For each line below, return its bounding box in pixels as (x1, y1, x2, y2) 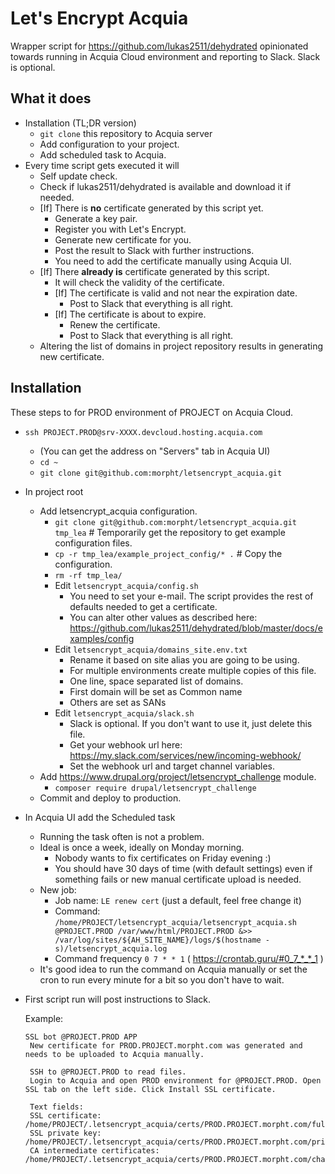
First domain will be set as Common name (69, 685, 243, 697)
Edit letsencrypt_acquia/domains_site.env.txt (54, 643, 248, 655)
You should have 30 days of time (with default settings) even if (54, 862, 313, 874)
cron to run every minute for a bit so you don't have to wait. (39, 973, 285, 986)
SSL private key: (29, 1128, 102, 1138)
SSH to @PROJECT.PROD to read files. (29, 1067, 187, 1077)
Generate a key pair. (54, 212, 138, 224)
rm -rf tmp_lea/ (54, 570, 123, 581)
